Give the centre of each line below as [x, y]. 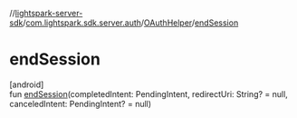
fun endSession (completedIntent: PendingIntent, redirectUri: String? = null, [148, 93]
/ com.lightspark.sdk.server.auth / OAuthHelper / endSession [130, 23]
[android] [27, 84]
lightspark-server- [49, 13]
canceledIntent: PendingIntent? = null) [81, 103]
